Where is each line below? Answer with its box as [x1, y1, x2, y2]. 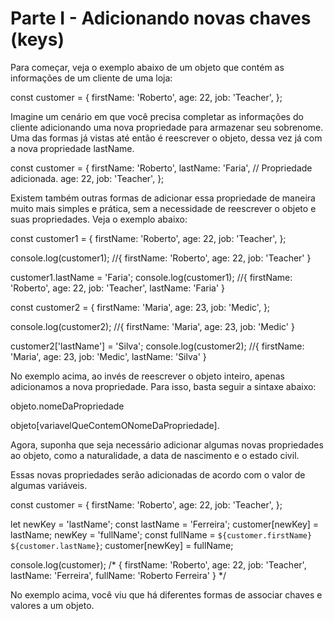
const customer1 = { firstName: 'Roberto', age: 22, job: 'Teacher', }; [10, 232, 287, 244]
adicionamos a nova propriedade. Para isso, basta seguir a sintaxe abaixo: [10, 380, 317, 392]
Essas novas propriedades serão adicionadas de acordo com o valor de [10, 468, 306, 481]
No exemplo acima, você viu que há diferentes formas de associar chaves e [10, 588, 323, 601]
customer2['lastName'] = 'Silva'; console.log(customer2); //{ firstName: [10, 340, 305, 352]
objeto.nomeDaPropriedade [10, 400, 125, 412]
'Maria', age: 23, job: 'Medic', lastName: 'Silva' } [10, 350, 207, 362]
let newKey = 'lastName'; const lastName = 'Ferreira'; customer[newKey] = [10, 518, 320, 530]
